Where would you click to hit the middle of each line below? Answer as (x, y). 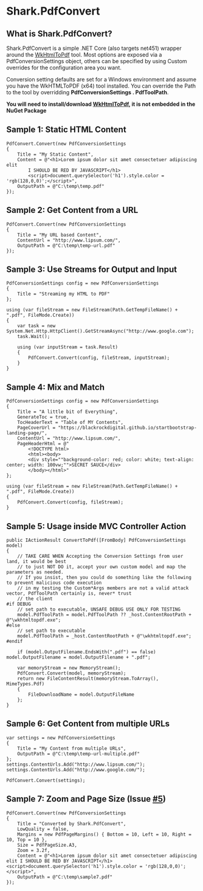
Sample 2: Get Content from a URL (72, 210)
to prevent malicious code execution (54, 583)
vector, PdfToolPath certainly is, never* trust (69, 594)
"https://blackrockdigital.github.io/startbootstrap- (128, 428)
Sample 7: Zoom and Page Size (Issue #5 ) (86, 799)
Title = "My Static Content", (56, 154)
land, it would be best (36, 562)
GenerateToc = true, (43, 417)
